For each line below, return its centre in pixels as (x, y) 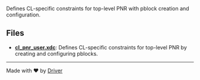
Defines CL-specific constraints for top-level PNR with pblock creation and (98, 9)
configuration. (23, 15)
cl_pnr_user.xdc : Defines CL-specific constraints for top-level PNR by (101, 47)
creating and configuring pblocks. (56, 54)
